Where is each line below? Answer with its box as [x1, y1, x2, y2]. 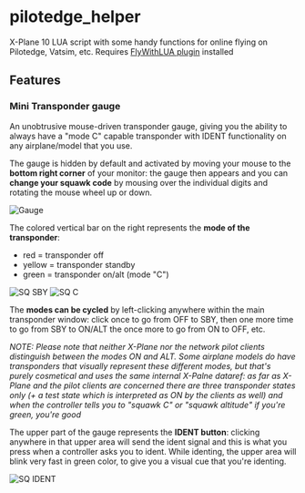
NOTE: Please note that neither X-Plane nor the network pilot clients [9, 341, 266, 352]
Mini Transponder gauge [9, 100, 121, 113]
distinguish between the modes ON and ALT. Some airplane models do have [9, 351, 296, 362]
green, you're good [9, 408, 82, 420]
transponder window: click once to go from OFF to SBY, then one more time [9, 313, 294, 324]
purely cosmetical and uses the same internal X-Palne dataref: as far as [9, 370, 281, 381]
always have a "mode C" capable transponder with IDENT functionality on [9, 130, 287, 141]
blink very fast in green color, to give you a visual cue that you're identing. [9, 456, 287, 467]
